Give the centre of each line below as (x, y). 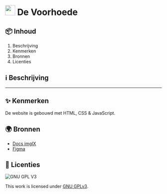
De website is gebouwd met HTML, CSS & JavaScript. (60, 113)
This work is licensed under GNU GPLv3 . (47, 187)
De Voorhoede (47, 12)
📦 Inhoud (21, 31)
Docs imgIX (24, 144)
